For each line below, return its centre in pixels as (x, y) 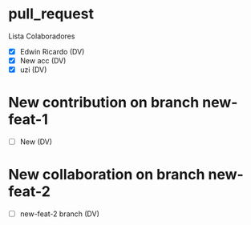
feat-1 (28, 120)
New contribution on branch (104, 103)
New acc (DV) (43, 60)
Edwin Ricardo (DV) (52, 51)
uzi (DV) (33, 70)
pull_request (51, 14)
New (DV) (36, 142)
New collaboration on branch (107, 175)
